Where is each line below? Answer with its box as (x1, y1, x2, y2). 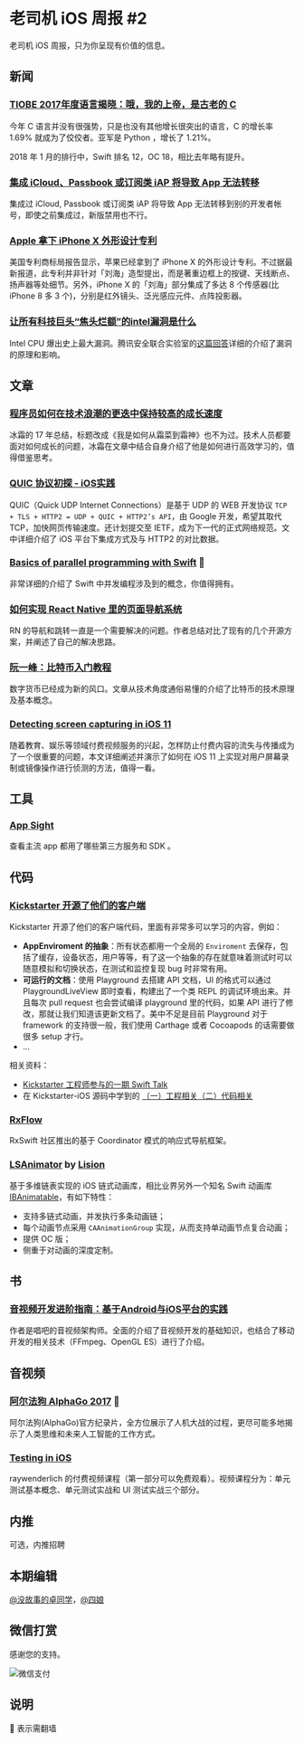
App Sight (9, 819, 54, 831)
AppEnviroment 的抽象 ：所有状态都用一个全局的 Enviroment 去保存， (22, 941, 280, 952)
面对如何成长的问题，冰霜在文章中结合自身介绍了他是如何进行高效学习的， (9, 440, 287, 452)
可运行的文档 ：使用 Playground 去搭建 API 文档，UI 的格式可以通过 (22, 974, 271, 986)
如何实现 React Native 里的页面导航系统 (9, 602, 183, 615)
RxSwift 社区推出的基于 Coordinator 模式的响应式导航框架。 (9, 1135, 232, 1146)
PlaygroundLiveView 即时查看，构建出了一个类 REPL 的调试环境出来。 (22, 986, 283, 997)
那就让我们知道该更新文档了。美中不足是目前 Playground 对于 (38, 1009, 269, 1019)
